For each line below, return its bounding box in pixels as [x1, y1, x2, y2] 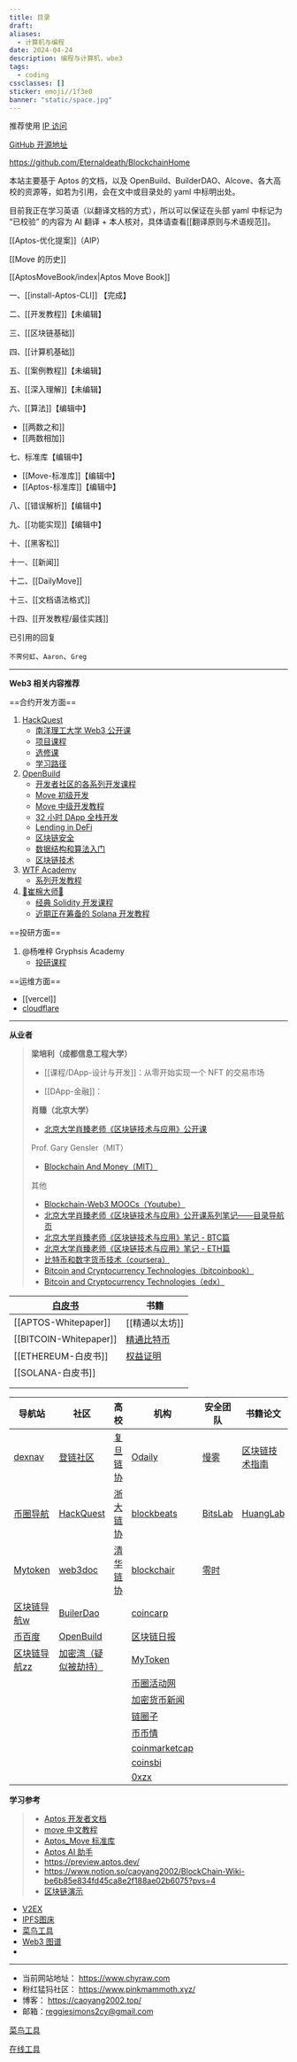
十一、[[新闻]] [9, 557, 60, 568]
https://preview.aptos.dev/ [43, 1857, 140, 1867]
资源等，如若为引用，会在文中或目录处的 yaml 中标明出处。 [24, 187, 240, 198]
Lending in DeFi [34, 822, 93, 833]
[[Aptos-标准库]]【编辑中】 [21, 482, 121, 492]
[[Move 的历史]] [9, 254, 66, 265]
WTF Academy [21, 864, 77, 875]
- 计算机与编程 [17, 37, 65, 47]
